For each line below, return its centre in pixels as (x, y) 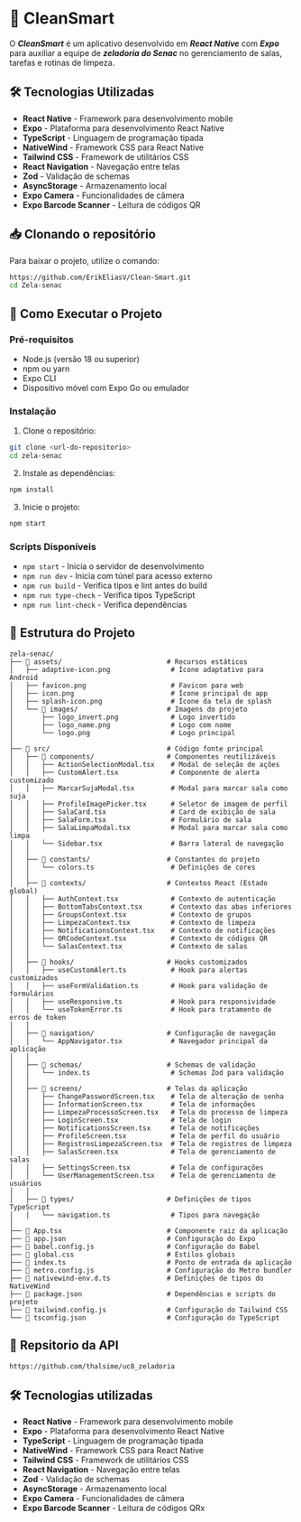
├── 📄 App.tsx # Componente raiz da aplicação (149, 1231)
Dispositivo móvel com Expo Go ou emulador (105, 388)
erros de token (38, 1017)
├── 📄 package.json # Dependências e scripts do (143, 1294)
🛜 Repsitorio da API (64, 1345)
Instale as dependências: (68, 473)
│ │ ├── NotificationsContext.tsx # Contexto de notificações (143, 930)
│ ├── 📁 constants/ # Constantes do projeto (134, 859)
